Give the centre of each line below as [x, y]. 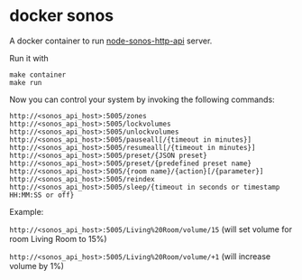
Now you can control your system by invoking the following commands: [142, 99]
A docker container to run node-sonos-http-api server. [111, 41]
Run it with [29, 58]
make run [26, 82]
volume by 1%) [37, 266]
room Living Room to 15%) [58, 238]
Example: [27, 211]
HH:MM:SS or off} [42, 195]
